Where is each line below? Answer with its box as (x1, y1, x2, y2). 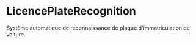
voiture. (6, 30, 26, 38)
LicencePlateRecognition (6, 4, 136, 18)
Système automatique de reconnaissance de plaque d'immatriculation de (6, 24, 191, 31)
